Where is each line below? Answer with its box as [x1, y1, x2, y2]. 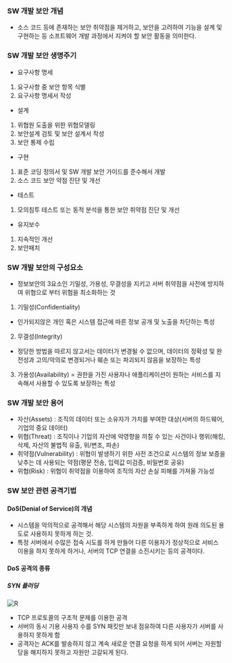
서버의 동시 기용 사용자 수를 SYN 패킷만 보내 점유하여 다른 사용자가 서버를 [17, 621, 217, 630]
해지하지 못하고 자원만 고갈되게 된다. [30, 648, 129, 656]
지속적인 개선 [17, 235, 53, 243]
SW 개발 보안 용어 [7, 398, 64, 408]
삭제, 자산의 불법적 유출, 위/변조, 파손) [17, 441, 120, 449]
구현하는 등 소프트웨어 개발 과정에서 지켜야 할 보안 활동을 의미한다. [17, 32, 197, 40]
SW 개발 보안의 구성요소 [7, 262, 83, 272]
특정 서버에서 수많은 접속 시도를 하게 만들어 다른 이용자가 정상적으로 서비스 [17, 538, 220, 547]
